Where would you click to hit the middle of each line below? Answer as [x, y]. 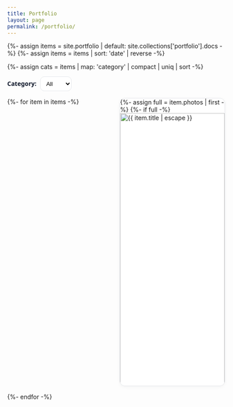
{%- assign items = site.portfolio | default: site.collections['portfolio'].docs [113, 46]
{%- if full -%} [150, 109]
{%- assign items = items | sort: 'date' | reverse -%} [91, 53]
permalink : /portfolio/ [41, 26]
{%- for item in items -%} [43, 102]
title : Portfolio [32, 13]
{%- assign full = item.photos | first [170, 102]
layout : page [26, 20]
